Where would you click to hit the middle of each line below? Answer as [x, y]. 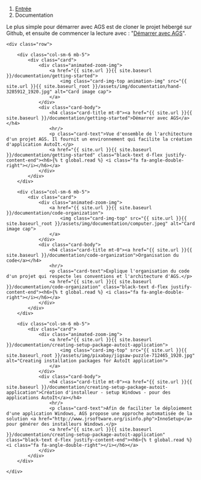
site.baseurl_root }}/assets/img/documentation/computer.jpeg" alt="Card [101, 224]
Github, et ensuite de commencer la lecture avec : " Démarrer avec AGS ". [96, 33]
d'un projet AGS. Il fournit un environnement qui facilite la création [99, 139]
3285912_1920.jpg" [29, 92]
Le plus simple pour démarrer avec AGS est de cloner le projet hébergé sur [99, 27]
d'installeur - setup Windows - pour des [118, 393]
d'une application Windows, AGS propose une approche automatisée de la [99, 414]
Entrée [23, 9]
